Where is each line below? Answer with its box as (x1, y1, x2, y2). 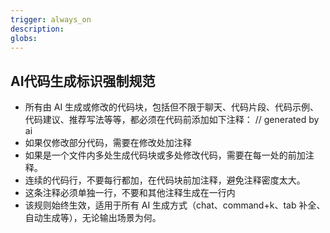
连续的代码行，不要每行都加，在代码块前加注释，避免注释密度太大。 (24, 174, 306, 186)
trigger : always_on (10, 14, 92, 25)
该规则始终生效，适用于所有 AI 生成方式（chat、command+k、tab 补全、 (24, 199, 326, 211)
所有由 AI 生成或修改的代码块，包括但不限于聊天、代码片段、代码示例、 (24, 101, 320, 113)
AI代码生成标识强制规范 (10, 72, 156, 90)
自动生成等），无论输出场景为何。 (24, 212, 162, 224)
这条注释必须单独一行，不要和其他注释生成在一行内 (24, 187, 236, 199)
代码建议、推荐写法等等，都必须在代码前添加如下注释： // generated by (24, 114, 320, 126)
